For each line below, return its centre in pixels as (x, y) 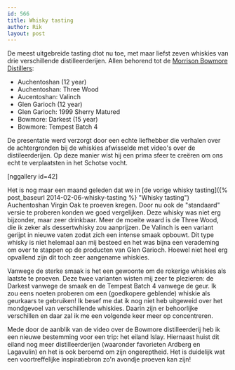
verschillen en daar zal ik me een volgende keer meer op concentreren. (110, 316)
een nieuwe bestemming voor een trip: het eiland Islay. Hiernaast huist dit (113, 337)
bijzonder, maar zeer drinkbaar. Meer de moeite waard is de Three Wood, (113, 220)
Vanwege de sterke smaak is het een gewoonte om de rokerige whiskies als (117, 271)
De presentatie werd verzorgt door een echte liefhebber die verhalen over (114, 141)
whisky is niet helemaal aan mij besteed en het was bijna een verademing (113, 243)
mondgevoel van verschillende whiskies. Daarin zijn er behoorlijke (103, 308)
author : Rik (25, 27)
